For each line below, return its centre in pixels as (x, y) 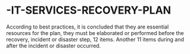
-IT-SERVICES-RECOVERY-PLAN (89, 10)
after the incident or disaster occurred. (54, 46)
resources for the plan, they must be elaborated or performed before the (95, 33)
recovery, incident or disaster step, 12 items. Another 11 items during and (95, 39)
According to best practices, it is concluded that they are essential (88, 27)
